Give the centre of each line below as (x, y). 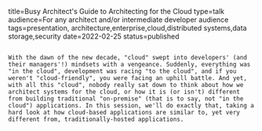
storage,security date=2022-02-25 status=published (94, 36)
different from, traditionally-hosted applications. (96, 119)
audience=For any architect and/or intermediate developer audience (118, 20)
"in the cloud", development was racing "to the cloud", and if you (122, 71)
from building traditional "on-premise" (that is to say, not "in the (126, 99)
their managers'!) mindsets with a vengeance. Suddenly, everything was (129, 64)
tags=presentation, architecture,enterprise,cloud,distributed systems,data (127, 28)
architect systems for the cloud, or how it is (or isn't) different (124, 92)
